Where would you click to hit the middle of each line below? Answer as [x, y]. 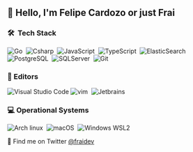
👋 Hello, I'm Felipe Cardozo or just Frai [91, 13]
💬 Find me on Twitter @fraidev [51, 142]
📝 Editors [23, 76]
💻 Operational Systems [48, 110]
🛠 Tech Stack [32, 33]
